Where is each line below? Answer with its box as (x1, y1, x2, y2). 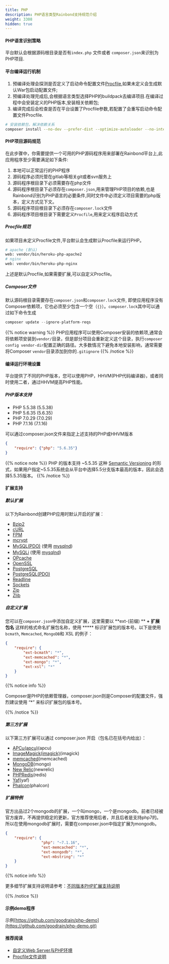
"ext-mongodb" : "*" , (41, 849, 84, 854)
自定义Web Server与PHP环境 (12, 947, 73, 953)
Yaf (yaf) (12, 777, 30, 783)
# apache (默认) (5, 247, 38, 252)
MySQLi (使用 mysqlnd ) (12, 549, 61, 555)
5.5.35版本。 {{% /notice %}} (9, 472, 70, 478)
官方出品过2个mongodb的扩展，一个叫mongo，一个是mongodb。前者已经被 (5, 808, 163, 814)
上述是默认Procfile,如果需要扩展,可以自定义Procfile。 (5, 271, 115, 277)
